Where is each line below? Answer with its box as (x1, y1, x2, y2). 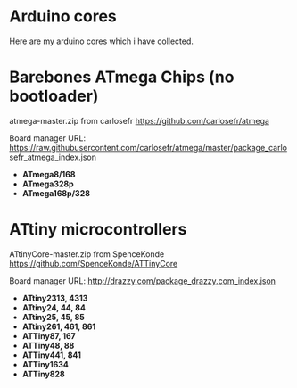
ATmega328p (21, 178, 74, 189)
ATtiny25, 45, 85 (21, 311, 85, 322)
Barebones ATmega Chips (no (9, 67, 235, 87)
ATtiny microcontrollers (9, 219, 187, 240)
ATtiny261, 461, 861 (21, 321, 96, 332)
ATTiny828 (21, 368, 65, 379)
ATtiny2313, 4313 (21, 293, 88, 303)
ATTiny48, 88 (21, 340, 75, 351)
